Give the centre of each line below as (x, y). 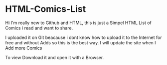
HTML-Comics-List (46, 9)
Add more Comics (24, 48)
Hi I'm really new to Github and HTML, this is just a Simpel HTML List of (79, 23)
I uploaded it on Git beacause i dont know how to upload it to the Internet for (83, 37)
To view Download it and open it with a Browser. (55, 57)
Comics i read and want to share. (39, 28)
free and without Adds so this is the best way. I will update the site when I (81, 42)
